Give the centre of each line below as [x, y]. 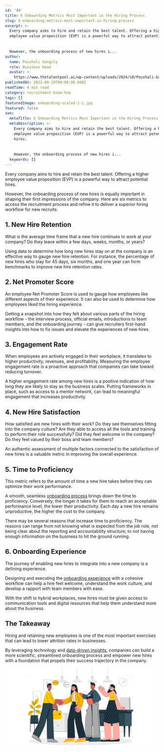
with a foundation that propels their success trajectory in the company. [76, 660]
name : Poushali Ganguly [33, 62]
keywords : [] [23, 160]
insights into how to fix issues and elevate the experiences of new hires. [77, 329]
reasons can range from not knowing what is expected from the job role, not [82, 526]
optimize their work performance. [39, 487]
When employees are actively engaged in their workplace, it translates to [78, 356]
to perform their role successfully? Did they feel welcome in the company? [80, 434]
